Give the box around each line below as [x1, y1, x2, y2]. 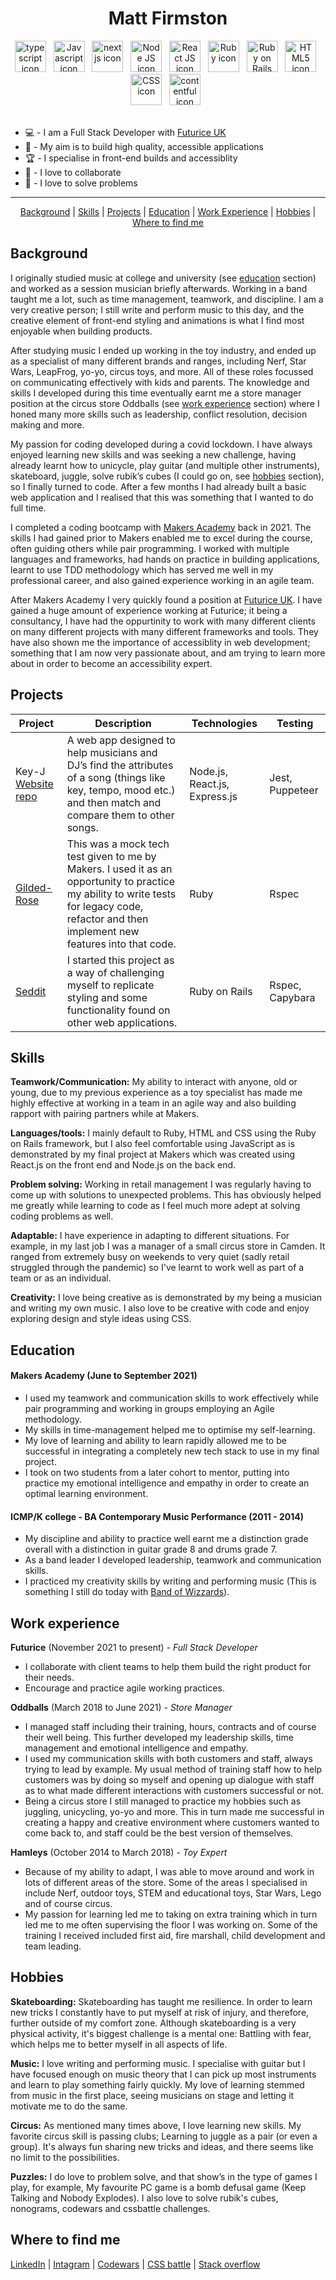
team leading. [24, 1940, 82, 1952]
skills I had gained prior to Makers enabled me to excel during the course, [10, 532, 313, 544]
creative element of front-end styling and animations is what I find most [10, 314, 305, 326]
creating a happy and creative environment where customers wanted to [24, 1816, 320, 1828]
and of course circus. [24, 1897, 113, 1909]
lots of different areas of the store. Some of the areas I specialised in [24, 1876, 308, 1888]
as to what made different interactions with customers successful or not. [24, 1784, 324, 1796]
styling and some [66, 990, 148, 1004]
